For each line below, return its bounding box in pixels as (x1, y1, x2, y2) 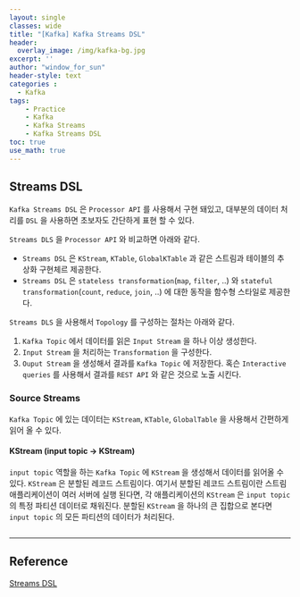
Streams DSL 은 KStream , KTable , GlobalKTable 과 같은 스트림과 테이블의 (21, 253, 275, 264)
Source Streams (9, 392, 80, 405)
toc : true (9, 138, 46, 147)
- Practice (25, 105, 66, 114)
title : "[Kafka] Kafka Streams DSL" (9, 29, 146, 38)
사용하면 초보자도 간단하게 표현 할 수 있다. (48, 215, 195, 226)
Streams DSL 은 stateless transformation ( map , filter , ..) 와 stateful (21, 275, 273, 286)
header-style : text (9, 71, 82, 80)
